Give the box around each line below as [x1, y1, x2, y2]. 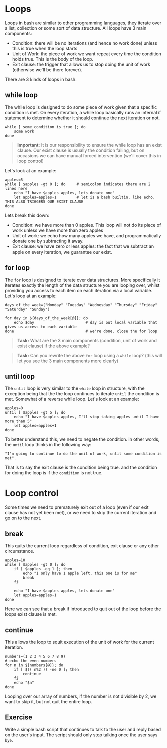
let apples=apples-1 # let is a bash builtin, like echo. [14, 195, 155, 200]
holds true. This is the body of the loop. [12, 56, 94, 62]
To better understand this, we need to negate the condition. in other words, [5, 436, 160, 442]
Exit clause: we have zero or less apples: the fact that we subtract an [12, 243, 154, 250]
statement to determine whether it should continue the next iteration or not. [5, 115, 160, 121]
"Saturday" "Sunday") [5, 307, 50, 312]
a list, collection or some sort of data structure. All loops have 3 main [5, 25, 147, 31]
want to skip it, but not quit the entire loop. [5, 698, 92, 704]
